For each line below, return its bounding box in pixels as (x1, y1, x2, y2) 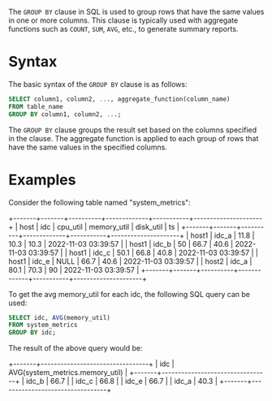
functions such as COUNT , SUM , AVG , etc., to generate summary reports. (8, 24, 239, 33)
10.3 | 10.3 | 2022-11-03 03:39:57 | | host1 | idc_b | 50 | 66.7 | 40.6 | (8, 239, 234, 248)
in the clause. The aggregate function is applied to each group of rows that (8, 133, 259, 143)
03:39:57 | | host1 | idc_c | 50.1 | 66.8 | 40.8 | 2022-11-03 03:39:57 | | (28, 248, 258, 257)
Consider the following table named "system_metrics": (8, 197, 191, 207)
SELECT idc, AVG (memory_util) (8, 313, 111, 321)
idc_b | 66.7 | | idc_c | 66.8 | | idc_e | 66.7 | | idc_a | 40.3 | (25, 377, 218, 386)
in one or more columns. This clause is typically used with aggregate (8, 15, 239, 25)
